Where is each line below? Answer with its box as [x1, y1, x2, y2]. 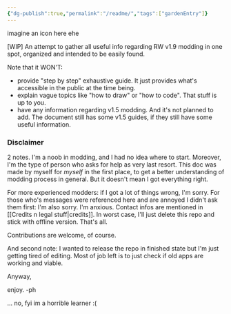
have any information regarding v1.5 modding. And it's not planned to [17, 105, 214, 114]
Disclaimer [7, 137, 44, 147]
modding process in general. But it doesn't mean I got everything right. [7, 175, 208, 183]
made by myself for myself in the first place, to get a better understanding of [7, 167, 225, 176]
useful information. [17, 120, 71, 128]
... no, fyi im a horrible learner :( [7, 299, 97, 307]
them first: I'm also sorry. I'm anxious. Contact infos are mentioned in [7, 202, 203, 211]
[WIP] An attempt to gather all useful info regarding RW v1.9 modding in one [7, 42, 223, 50]
